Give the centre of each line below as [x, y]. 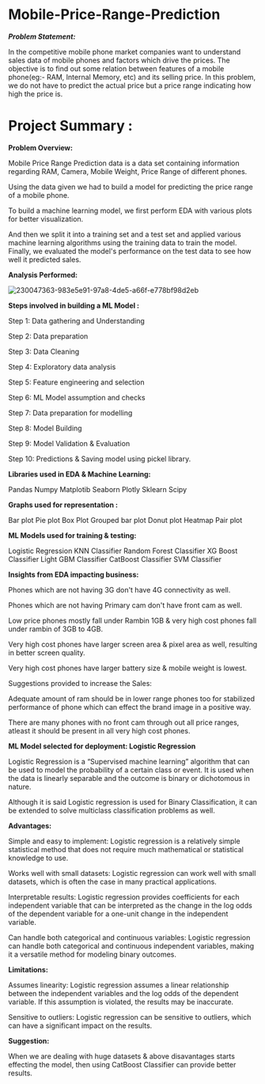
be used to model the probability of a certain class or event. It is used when [131, 770]
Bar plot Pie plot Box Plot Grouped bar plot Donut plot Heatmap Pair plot [125, 520]
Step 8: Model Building [45, 428]
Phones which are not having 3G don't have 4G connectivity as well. [119, 589]
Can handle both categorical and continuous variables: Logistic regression [129, 937]
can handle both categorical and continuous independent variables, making [131, 946]
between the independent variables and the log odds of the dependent [123, 993]
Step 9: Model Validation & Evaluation [69, 443]
